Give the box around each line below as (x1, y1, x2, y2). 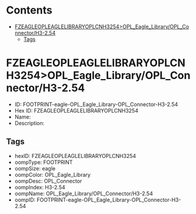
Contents (6, 4, 53, 17)
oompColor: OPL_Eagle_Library (14, 171, 91, 178)
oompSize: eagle (14, 164, 56, 172)
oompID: (14, 196, 36, 203)
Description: (14, 119, 45, 127)
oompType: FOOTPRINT (14, 159, 73, 166)
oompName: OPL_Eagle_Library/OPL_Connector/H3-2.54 (14, 190, 153, 197)
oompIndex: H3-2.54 (14, 183, 66, 190)
